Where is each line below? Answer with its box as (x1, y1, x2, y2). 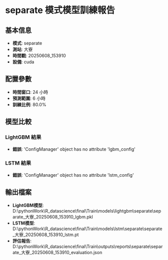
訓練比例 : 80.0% (12, 101, 46, 107)
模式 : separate (12, 40, 42, 46)
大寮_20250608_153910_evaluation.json (20, 249, 102, 255)
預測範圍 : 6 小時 (12, 95, 46, 101)
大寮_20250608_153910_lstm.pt (14, 232, 79, 238)
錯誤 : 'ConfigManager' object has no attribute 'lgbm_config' (12, 146, 136, 152)
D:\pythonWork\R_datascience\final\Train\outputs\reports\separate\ (12, 243, 151, 250)
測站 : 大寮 (12, 46, 33, 52)
